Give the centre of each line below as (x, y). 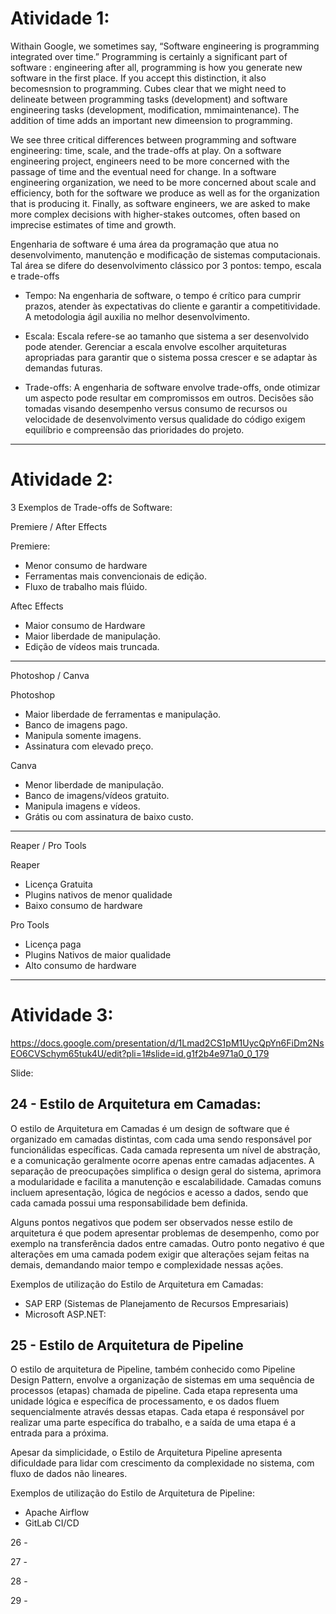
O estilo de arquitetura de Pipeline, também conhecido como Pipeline (153, 1369)
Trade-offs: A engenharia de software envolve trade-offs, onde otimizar (172, 387)
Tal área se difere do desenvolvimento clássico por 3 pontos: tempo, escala (166, 265)
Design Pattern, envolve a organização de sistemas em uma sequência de (162, 1380)
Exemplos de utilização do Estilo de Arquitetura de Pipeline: (133, 1493)
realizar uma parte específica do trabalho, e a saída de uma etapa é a (153, 1423)
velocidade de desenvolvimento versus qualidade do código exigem (165, 419)
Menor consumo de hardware (86, 565)
